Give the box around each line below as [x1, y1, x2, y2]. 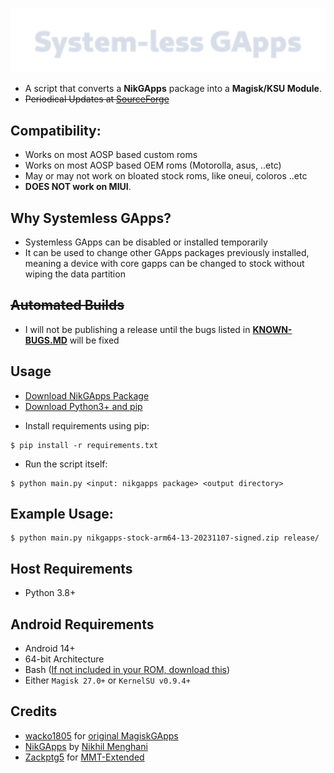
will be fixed [69, 334, 120, 346]
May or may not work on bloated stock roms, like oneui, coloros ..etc [24, 170, 308, 182]
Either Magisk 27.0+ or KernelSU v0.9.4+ [24, 674, 191, 687]
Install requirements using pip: [24, 419, 150, 432]
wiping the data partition [24, 268, 126, 280]
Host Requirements [10, 560, 133, 577]
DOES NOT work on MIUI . [24, 181, 132, 193]
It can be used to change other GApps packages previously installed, [24, 246, 310, 258]
